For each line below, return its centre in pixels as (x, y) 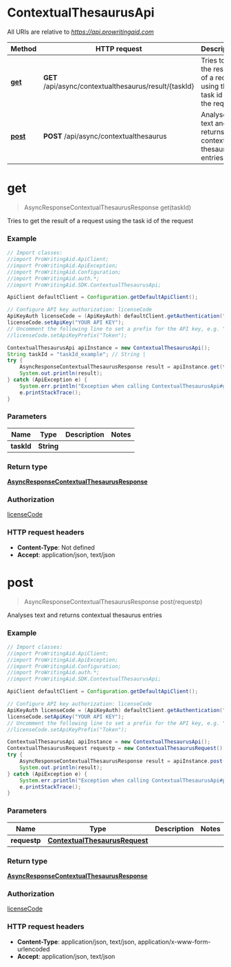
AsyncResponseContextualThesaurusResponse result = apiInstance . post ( (123, 761)
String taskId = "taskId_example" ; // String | (77, 354)
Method (24, 48)
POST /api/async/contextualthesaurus (105, 136)
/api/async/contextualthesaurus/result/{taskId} (119, 86)
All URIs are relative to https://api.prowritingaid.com (81, 32)
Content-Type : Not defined (56, 547)
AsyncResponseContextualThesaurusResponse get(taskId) (107, 207)
